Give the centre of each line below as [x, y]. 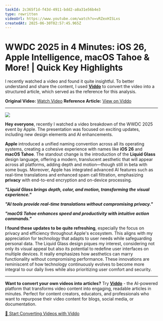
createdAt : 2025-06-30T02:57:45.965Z [43, 23]
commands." [18, 219]
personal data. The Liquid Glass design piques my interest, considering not [80, 244]
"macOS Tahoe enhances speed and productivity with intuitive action [77, 214]
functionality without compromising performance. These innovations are [77, 259]
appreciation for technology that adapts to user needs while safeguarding [78, 238]
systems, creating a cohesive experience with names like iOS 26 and [74, 149]
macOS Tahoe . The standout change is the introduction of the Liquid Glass [80, 154]
